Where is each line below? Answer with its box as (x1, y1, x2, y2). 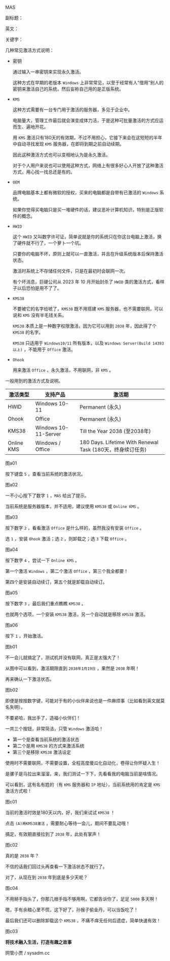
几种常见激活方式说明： (5, 47, 54, 53)
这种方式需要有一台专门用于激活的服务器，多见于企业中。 (12, 107, 133, 112)
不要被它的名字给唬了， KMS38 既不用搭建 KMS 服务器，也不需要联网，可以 (12, 306, 163, 312)
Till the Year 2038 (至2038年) (79, 428, 151, 435)
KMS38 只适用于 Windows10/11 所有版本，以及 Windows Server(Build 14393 (12, 340, 164, 346)
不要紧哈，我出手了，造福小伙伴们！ (5, 715, 81, 721)
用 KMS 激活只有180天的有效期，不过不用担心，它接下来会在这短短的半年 (12, 135, 163, 140)
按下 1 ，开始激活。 (5, 633, 46, 639)
